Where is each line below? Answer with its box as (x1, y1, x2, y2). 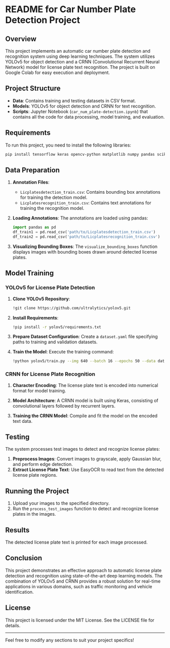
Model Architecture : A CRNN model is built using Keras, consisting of (12, 397, 158, 404)
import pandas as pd (12, 225, 56, 230)
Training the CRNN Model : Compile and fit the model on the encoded (12, 412, 158, 419)
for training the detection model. (20, 194, 88, 201)
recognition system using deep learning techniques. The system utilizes (5, 53, 155, 59)
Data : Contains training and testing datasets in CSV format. (12, 97, 136, 103)
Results (5, 526, 30, 534)
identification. (5, 589, 34, 595)
